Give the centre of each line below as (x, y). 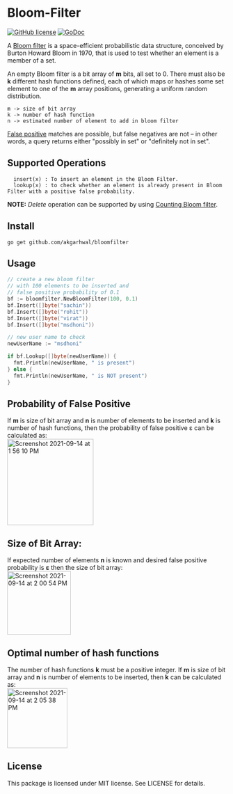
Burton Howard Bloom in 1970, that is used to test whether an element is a (113, 53)
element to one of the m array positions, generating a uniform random (107, 88)
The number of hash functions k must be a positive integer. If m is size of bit (116, 669)
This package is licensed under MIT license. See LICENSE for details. (106, 783)
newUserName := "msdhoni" (45, 344)
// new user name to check (46, 338)
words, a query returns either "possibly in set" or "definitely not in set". (109, 141)
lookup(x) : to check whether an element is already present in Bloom (118, 185)
